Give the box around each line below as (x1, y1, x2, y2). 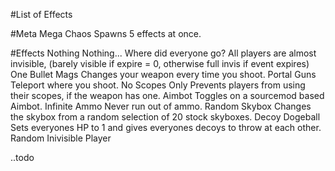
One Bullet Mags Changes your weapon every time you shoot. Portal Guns (10, 69, 317, 80)
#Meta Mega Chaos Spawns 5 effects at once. (10, 28, 202, 39)
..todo (10, 152, 35, 163)
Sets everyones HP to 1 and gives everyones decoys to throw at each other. (10, 122, 322, 133)
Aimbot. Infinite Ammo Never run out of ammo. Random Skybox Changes (10, 100, 312, 112)
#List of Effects (10, 9, 73, 20)
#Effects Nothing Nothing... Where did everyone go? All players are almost (10, 47, 317, 59)
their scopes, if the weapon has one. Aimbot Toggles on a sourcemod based (10, 90, 325, 101)
